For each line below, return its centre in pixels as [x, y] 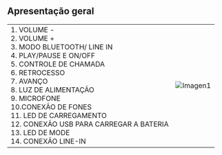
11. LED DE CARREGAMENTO [59, 115]
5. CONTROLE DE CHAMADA [58, 64]
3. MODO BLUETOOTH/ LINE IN [62, 47]
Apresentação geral [51, 11]
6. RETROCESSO [38, 73]
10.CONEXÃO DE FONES [51, 107]
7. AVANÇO [29, 81]
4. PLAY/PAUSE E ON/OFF [53, 56]
